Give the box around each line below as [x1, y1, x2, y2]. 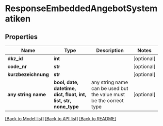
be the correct [91, 97, 124, 104]
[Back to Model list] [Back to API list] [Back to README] [5, 116, 116, 122]
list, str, [53, 97, 72, 104]
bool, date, [53, 79, 79, 86]
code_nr [7, 63, 27, 70]
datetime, [53, 85, 76, 91]
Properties [5, 33, 38, 41]
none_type [53, 103, 79, 110]
